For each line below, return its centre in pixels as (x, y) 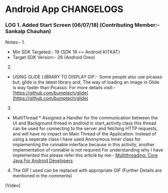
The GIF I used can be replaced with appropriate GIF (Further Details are (87, 170)
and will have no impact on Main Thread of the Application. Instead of (84, 134)
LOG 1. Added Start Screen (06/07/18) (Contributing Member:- (82, 25)
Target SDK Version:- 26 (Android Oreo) (54, 57)
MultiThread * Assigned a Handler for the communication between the (85, 118)
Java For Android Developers (43, 161)
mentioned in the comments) (42, 176)
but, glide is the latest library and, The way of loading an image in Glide (86, 82)
